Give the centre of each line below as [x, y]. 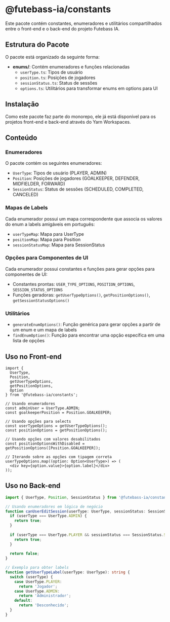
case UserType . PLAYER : [38, 581]
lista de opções [28, 341]
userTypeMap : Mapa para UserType [48, 234]
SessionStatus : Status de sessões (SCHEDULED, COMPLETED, [78, 189]
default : [24, 601]
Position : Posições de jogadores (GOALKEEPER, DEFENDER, [76, 178]
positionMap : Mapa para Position [47, 239]
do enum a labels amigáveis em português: [50, 224]
